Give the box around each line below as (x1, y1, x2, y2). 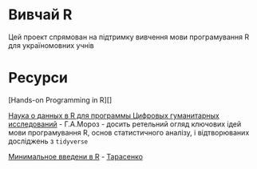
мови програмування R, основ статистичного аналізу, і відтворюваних (8, 127, 250, 137)
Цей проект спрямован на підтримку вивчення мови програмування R (8, 32, 250, 42)
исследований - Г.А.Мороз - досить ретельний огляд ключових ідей (8, 119, 242, 129)
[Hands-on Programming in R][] (8, 95, 113, 105)
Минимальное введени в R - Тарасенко (8, 151, 144, 161)
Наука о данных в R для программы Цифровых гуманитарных (8, 111, 219, 120)
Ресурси (8, 69, 68, 87)
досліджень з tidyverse (8, 136, 89, 146)
